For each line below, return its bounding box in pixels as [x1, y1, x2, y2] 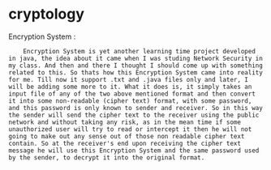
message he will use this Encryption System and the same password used [8, 147, 260, 155]
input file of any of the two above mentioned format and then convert [8, 90, 256, 98]
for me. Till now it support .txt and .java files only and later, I [8, 75, 249, 83]
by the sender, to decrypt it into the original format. [8, 153, 205, 162]
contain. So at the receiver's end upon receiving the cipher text [8, 139, 242, 147]
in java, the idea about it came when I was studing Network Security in [8, 54, 264, 62]
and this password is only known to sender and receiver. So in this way [8, 104, 264, 112]
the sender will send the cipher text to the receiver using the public [8, 111, 260, 119]
